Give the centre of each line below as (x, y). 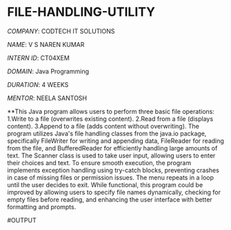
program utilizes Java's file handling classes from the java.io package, (107, 133)
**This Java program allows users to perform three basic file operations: (111, 111)
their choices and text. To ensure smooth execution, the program (99, 162)
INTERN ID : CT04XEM (39, 58)
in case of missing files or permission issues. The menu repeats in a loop (111, 178)
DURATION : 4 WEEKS (38, 84)
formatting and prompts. (42, 207)
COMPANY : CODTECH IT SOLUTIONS (61, 31)
